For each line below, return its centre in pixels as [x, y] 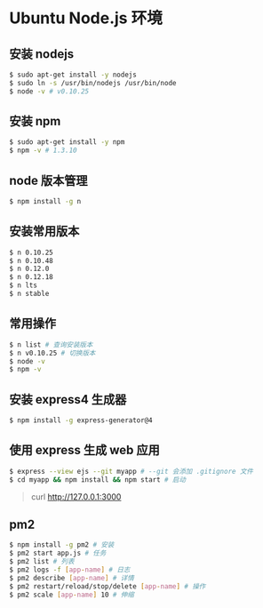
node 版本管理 [48, 180]
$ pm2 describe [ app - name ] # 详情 [72, 578]
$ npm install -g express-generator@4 [81, 420]
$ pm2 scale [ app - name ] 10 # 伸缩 [72, 595]
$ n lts [24, 285]
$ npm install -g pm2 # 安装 [62, 545]
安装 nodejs [42, 54]
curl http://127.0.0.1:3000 [76, 496]
